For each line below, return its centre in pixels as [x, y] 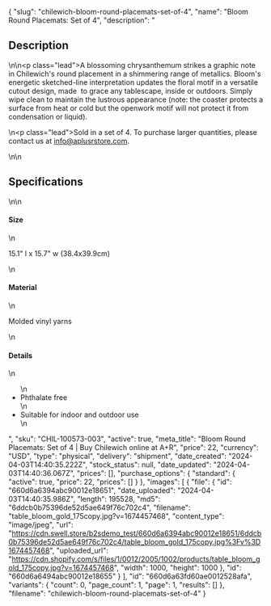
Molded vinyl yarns [40, 322]
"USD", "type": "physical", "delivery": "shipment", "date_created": [118, 457]
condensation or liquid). [48, 116]
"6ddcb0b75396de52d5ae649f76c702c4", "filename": [100, 507]
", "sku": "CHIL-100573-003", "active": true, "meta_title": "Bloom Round [127, 439]
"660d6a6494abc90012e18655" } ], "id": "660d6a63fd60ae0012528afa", [130, 576]
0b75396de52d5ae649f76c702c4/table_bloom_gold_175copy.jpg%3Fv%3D [135, 542]
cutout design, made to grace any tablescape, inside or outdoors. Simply [131, 90]
